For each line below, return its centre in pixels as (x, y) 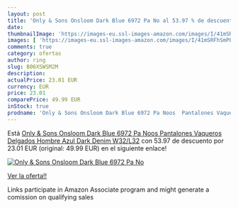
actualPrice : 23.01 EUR (42, 80)
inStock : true (28, 106)
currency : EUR (28, 87)
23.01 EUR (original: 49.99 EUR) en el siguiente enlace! (87, 148)
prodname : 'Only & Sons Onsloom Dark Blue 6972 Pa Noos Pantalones (110, 113)
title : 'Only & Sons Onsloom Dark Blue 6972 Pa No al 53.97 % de (106, 21)
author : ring (27, 60)
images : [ (22, 40)
